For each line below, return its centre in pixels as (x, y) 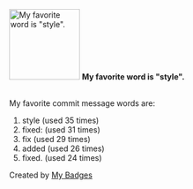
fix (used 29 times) (56, 139)
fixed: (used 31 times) (61, 130)
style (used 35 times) (60, 120)
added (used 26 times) (63, 148)
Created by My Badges (51, 175)
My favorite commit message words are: (82, 103)
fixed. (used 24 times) (62, 158)
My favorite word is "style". (133, 77)
